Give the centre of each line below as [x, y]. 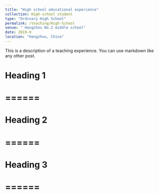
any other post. [20, 56]
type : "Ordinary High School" [36, 19]
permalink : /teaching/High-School [40, 23]
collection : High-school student [39, 14]
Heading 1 [26, 76]
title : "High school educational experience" [52, 10]
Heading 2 [26, 120]
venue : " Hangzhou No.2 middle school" [45, 28]
